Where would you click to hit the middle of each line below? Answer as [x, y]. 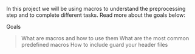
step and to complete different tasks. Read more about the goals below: [96, 15]
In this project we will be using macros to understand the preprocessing [96, 9]
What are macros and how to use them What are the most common [105, 38]
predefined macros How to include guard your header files [94, 45]
